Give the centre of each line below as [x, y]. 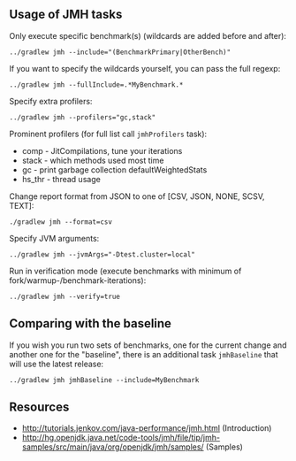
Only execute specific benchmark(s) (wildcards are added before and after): [148, 35]
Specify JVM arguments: [54, 238]
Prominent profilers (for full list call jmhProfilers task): [108, 134]
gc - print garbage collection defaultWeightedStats [114, 169]
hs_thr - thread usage [61, 179]
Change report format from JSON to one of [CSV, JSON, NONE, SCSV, [137, 196]
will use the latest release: [57, 364]
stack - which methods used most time [93, 160]
